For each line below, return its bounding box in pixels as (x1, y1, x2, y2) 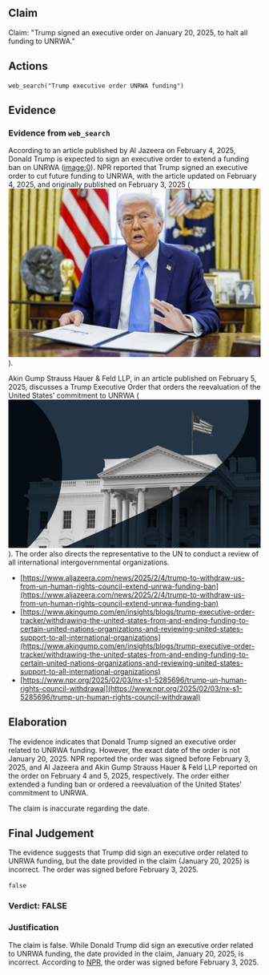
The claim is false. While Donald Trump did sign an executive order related (8, 940, 254, 949)
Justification (8, 922, 59, 933)
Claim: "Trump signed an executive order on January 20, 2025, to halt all (8, 27, 248, 37)
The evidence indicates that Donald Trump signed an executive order (8, 737, 236, 746)
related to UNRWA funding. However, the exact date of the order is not (8, 745, 240, 755)
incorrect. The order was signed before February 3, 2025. (8, 865, 199, 875)
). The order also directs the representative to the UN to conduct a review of (8, 548, 259, 558)
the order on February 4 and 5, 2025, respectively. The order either (8, 771, 230, 780)
